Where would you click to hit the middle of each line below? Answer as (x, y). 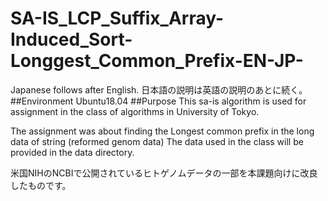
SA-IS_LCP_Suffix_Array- (117, 18)
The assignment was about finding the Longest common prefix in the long (162, 131)
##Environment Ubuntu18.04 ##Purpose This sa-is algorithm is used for (158, 101)
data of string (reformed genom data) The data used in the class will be (157, 141)
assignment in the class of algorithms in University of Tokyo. (135, 111)
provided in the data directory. (72, 152)
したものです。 (41, 185)
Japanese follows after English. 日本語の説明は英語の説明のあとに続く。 (159, 89)
